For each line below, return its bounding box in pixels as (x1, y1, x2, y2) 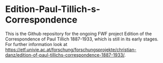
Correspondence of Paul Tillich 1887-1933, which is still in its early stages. (5, 36, 159, 42)
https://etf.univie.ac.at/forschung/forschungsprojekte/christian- (5, 46, 136, 52)
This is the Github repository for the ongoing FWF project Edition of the (5, 30, 152, 36)
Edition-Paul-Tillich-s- (5, 3, 100, 15)
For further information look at (5, 41, 68, 47)
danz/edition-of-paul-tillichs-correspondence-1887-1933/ (5, 51, 125, 58)
